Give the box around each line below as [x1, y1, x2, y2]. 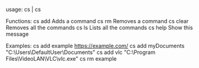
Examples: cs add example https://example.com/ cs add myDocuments [5, 42, 185, 49]
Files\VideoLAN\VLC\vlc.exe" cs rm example [5, 55, 117, 62]
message [5, 30, 29, 38]
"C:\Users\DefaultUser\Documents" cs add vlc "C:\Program [5, 49, 156, 56]
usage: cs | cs [5, 6, 41, 13]
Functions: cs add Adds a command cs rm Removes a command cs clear [5, 18, 189, 24]
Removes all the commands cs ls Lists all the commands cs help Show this [5, 24, 194, 31]
